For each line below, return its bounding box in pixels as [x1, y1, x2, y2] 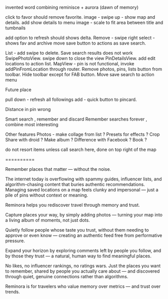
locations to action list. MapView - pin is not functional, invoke [5, 61, 135, 66]
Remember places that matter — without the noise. [5, 166, 111, 172]
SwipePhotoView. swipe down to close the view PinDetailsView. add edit [5, 55, 156, 61]
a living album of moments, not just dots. [5, 217, 90, 223]
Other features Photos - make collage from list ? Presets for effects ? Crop [5, 131, 160, 137]
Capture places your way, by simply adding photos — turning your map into [5, 212, 163, 217]
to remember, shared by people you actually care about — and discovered [5, 268, 160, 274]
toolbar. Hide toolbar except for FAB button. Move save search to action [5, 71, 154, 78]
